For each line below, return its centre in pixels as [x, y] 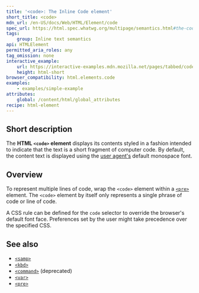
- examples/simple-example [50, 89]
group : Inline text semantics [54, 39]
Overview [25, 174]
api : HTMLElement [28, 45]
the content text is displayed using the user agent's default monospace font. [99, 156]
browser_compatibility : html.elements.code [61, 78]
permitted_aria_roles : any [39, 50]
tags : [13, 34]
